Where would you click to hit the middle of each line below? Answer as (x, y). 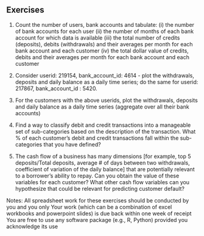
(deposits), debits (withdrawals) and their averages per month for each (104, 44)
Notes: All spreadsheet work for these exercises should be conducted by (98, 200)
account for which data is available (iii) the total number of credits (97, 38)
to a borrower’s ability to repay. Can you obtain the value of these (97, 176)
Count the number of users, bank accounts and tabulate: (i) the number (105, 24)
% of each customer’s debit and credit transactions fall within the (97, 138)
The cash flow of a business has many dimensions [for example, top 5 (103, 156)
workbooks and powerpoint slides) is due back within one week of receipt (99, 213)
